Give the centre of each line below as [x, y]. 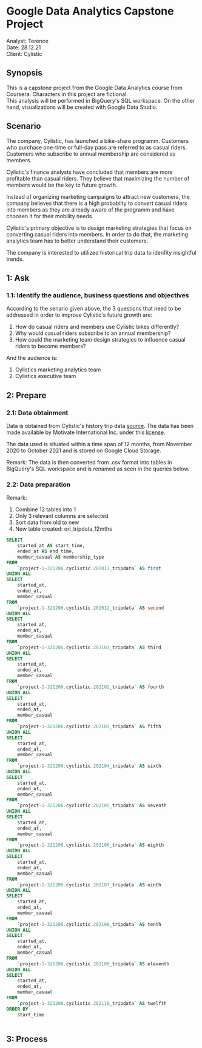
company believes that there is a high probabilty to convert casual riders [97, 203]
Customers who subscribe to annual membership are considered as [91, 154]
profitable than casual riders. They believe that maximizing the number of [98, 178]
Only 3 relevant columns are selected [62, 516]
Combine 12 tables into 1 [45, 509]
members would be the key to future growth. [62, 185]
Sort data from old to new [47, 522]
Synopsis [24, 73]
